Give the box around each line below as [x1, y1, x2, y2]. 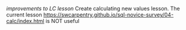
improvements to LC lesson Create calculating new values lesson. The [6, 5, 181, 12]
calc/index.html [6, 18, 45, 24]
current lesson [6, 11, 42, 18]
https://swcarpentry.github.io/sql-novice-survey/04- [43, 11, 174, 18]
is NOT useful [45, 18, 79, 24]
